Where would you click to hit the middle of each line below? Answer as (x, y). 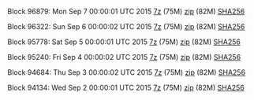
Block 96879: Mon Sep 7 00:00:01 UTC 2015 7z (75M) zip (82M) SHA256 (126, 11)
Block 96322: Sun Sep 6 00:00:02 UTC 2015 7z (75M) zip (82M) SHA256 (126, 26)
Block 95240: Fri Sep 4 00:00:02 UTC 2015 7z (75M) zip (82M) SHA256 (124, 57)
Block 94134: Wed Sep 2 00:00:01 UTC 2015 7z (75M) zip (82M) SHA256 (126, 87)
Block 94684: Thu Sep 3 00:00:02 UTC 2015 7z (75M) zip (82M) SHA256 (127, 72)
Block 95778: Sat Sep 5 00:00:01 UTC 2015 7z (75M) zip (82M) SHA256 (124, 42)
